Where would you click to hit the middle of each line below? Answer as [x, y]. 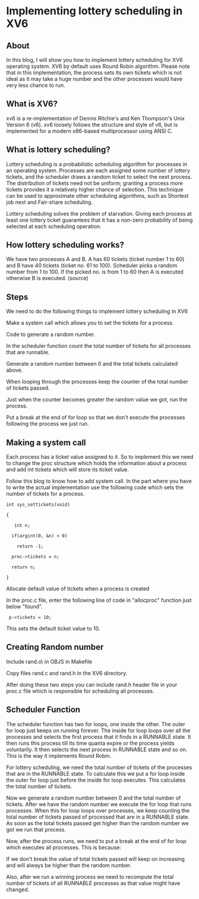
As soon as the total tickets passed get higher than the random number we [97, 823]
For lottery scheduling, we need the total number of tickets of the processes [99, 767]
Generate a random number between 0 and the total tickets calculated [92, 364]
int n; [22, 525]
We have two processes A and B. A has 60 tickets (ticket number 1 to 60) [95, 259]
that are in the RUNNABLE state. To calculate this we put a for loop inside [96, 773]
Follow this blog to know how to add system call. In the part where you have [99, 481]
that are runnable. [28, 352]
